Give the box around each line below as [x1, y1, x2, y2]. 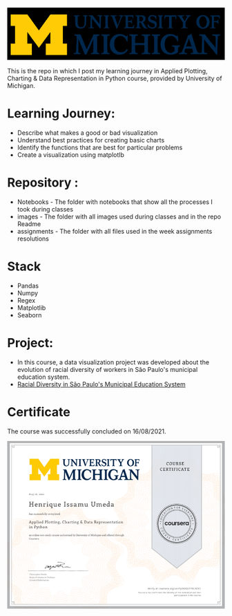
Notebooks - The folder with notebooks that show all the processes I [17, 198, 213, 206]
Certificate [7, 404, 70, 420]
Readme [17, 219, 41, 228]
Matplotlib [17, 304, 46, 312]
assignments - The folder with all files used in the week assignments [17, 227, 213, 235]
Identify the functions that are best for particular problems [17, 143, 183, 151]
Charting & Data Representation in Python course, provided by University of [7, 74, 222, 82]
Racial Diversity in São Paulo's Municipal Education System [17, 380, 186, 388]
